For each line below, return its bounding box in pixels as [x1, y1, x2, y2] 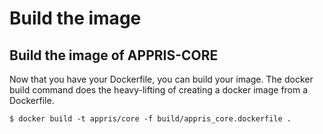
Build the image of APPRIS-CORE [9, 47, 219, 64]
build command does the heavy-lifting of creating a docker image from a [9, 84, 309, 96]
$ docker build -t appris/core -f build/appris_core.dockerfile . [9, 114, 292, 124]
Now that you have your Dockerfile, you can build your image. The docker [9, 73, 314, 85]
